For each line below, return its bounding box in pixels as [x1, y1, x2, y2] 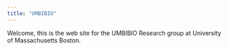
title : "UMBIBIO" [7, 10, 57, 17]
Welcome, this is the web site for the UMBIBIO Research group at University [7, 29, 222, 37]
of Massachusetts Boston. [7, 36, 81, 45]
